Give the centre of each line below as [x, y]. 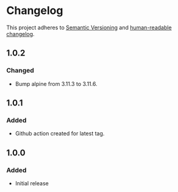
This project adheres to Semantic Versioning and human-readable [89, 27]
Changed [20, 71]
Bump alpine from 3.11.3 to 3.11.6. [56, 84]
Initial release [32, 183]
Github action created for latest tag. [60, 133]
